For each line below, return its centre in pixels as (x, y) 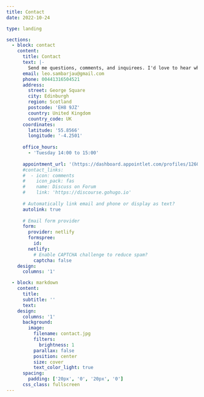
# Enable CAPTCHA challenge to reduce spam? (90, 255)
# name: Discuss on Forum (59, 187)
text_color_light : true (63, 368)
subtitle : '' (39, 300)
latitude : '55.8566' (54, 130)
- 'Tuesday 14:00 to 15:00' (63, 153)
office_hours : (40, 147)
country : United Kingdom (59, 113)
